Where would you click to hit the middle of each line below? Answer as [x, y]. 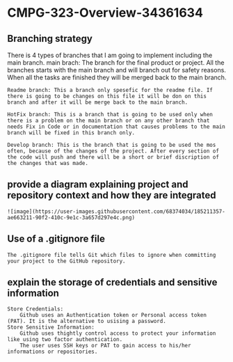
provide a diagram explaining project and [98, 185]
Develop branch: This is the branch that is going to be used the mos [112, 145]
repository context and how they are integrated [112, 195]
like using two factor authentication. [65, 340]
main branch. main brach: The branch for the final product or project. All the [116, 63]
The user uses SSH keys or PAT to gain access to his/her [105, 346]
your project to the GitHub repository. [67, 261]
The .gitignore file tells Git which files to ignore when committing [112, 255]
